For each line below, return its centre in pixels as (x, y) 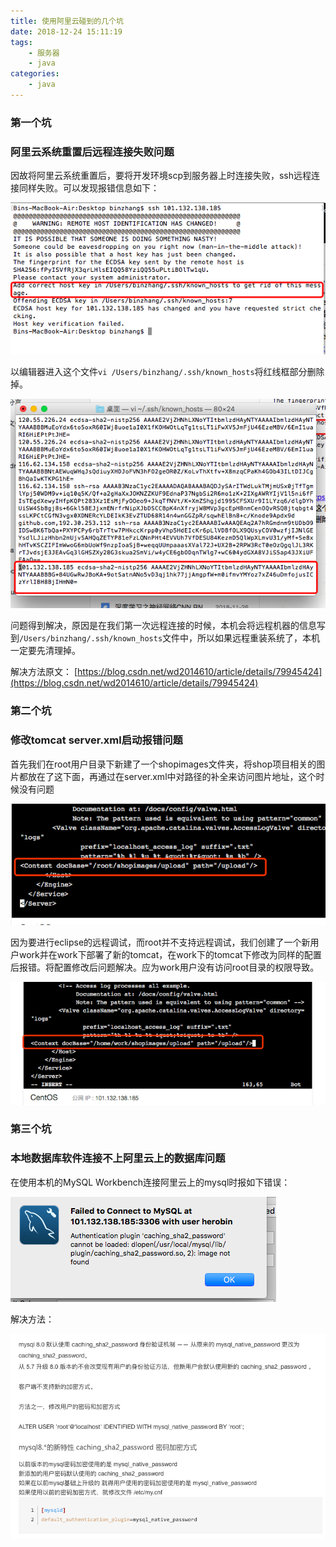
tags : (21, 42)
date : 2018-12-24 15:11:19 (66, 31)
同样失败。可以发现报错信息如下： (89, 188)
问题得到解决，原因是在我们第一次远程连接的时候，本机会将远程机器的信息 (163, 626)
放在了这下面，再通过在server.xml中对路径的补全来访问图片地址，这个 (172, 776)
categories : (35, 74)
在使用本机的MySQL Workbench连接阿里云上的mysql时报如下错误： (150, 1182)
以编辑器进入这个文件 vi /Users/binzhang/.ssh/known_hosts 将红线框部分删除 (167, 371)
